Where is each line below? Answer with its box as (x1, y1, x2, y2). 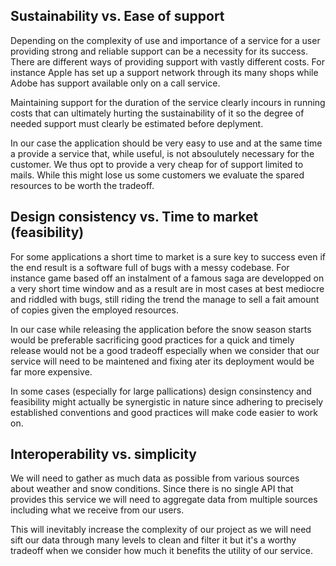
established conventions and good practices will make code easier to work (10, 406, 318, 418)
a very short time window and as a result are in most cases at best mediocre (10, 282, 325, 294)
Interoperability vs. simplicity (10, 446, 197, 463)
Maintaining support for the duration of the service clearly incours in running (10, 96, 326, 108)
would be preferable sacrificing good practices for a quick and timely (10, 334, 295, 346)
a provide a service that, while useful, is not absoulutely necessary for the (10, 147, 315, 159)
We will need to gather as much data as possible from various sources (10, 472, 300, 484)
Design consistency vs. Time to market (10, 209, 259, 226)
